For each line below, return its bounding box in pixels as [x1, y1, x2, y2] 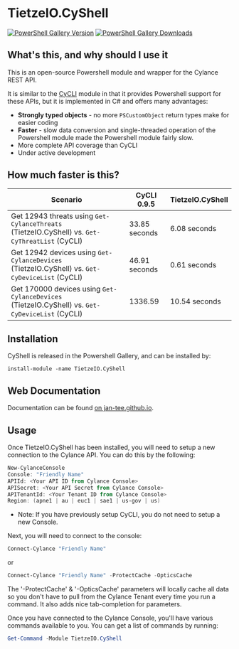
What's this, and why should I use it [7, 49, 169, 61]
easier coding [17, 118, 58, 127]
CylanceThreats [11, 220, 63, 228]
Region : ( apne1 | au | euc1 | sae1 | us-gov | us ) [7, 498, 161, 505]
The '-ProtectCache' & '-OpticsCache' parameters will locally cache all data [7, 585, 229, 593]
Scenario [51, 194, 83, 204]
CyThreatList [11, 237, 55, 245]
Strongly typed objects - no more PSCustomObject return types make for [17, 110, 230, 119]
